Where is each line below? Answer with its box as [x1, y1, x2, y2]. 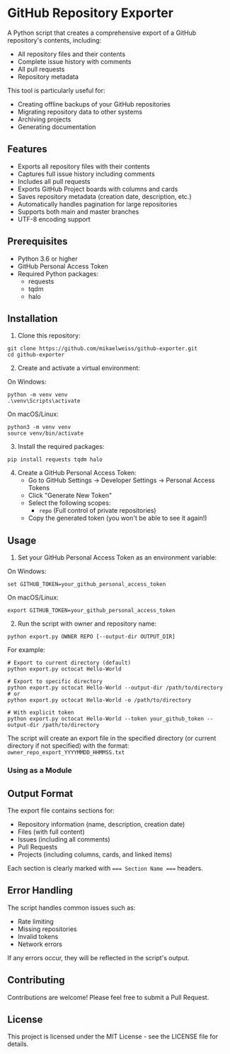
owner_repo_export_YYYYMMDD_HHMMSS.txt [7, 749, 125, 756]
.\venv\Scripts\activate [7, 398, 81, 405]
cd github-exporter [7, 352, 65, 359]
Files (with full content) [17, 827, 85, 836]
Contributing [7, 974, 65, 987]
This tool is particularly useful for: [7, 86, 105, 94]
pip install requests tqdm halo [7, 456, 103, 463]
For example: [7, 646, 46, 654]
